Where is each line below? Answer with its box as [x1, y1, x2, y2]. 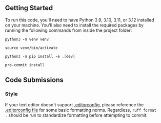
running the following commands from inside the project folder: [5, 27, 132, 33]
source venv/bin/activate [5, 45, 58, 50]
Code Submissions [5, 76, 63, 84]
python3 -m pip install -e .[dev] [5, 54, 76, 59]
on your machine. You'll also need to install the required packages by [5, 22, 144, 28]
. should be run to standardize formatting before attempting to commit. [5, 112, 148, 118]
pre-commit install [5, 62, 45, 68]
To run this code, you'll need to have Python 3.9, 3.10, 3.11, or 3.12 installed [5, 17, 155, 23]
